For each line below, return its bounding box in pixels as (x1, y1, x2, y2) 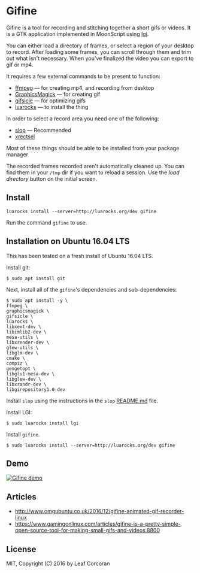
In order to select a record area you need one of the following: (6, 115, 160, 122)
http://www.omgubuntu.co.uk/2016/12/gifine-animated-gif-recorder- (14, 508, 184, 515)
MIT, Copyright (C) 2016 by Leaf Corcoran (6, 560, 110, 567)
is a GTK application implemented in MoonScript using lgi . (6, 30, 149, 37)
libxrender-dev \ (6, 339, 50, 345)
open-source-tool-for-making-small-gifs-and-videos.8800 (14, 527, 160, 534)
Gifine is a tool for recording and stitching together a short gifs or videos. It (6, 24, 191, 31)
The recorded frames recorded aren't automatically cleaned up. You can (6, 162, 184, 169)
